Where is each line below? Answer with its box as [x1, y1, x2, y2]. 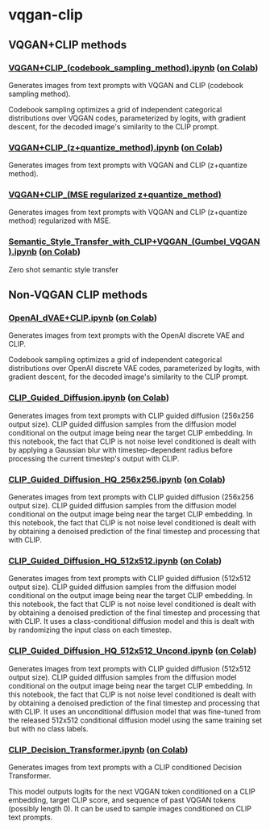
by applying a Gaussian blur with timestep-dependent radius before [8, 444, 233, 454]
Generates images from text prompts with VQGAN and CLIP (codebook [8, 80, 244, 90]
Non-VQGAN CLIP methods [8, 289, 148, 302]
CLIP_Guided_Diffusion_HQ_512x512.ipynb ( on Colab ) [8, 555, 222, 567]
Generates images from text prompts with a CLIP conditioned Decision [8, 762, 243, 772]
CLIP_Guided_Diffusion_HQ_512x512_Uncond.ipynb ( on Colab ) [8, 645, 257, 656]
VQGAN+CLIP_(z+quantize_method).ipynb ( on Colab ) [8, 141, 223, 153]
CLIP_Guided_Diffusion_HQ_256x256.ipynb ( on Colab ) [8, 474, 226, 485]
